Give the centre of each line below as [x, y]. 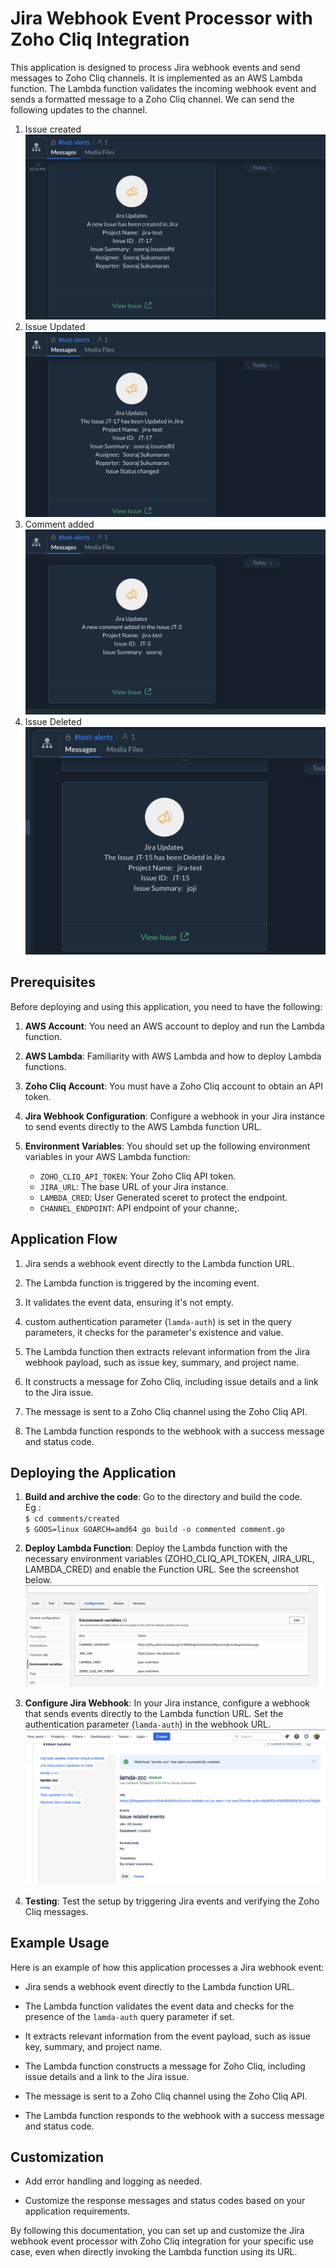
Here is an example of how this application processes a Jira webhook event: [167, 1967]
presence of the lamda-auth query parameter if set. [129, 2016]
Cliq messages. [56, 1911]
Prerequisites [53, 982]
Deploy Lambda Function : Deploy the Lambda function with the [156, 1548]
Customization [57, 2157]
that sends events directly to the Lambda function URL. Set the [154, 1714]
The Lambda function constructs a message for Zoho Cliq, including [165, 2066]
